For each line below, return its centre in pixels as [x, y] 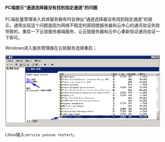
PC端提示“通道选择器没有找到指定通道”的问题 [51, 7]
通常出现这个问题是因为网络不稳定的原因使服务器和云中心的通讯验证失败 [87, 25]
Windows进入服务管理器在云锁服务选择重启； [51, 48]
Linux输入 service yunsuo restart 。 [41, 134]
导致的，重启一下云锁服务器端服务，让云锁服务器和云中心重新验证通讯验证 [80, 31]
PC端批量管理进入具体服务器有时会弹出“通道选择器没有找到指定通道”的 [77, 19]
